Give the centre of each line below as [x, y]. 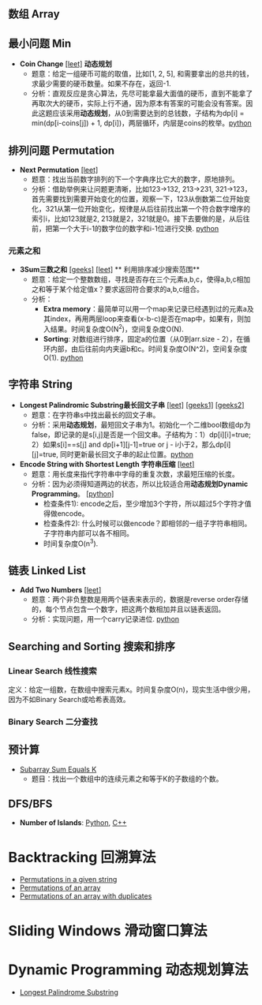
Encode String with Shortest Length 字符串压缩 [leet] [107, 464]
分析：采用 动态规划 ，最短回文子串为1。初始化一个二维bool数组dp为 [141, 424]
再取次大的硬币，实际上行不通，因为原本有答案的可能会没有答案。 [138, 103]
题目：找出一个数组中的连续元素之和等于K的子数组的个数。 [127, 779]
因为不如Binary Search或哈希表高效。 [69, 699]
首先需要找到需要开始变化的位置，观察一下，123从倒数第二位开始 [137, 199]
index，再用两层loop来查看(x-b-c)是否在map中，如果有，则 [147, 319]
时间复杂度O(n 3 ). [71, 543]
